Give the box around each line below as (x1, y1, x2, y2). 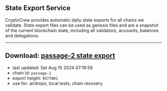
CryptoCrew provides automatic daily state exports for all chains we (5, 17, 144, 23)
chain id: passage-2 (12, 70, 51, 76)
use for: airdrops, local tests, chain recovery (12, 80, 103, 86)
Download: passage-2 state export (5, 52, 115, 60)
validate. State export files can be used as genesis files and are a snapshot (5, 22, 159, 28)
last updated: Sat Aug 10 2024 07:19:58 (12, 64, 93, 70)
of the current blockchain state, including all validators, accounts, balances (5, 27, 159, 33)
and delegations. (5, 32, 40, 38)
